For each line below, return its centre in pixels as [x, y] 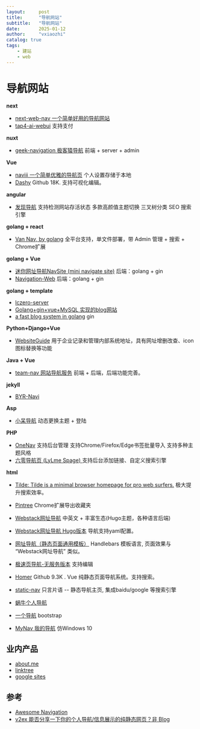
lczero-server [32, 302]
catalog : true [24, 40]
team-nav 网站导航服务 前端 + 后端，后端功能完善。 [79, 373]
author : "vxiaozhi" [36, 34]
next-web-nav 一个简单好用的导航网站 [62, 118]
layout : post [28, 12]
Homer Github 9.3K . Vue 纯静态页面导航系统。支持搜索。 [86, 577]
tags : [13, 46]
